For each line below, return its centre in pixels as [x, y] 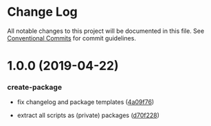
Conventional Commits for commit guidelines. [71, 38]
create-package [35, 88]
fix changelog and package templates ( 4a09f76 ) [86, 102]
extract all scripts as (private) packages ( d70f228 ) [88, 115]
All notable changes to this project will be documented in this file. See [106, 31]
